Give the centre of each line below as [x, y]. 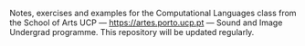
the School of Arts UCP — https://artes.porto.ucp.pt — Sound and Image [146, 23]
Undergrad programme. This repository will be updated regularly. [132, 32]
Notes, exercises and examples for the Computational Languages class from [153, 13]
